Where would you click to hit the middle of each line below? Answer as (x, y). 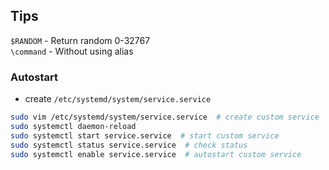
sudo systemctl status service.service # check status (129, 145)
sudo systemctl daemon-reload (73, 126)
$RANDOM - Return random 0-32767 (80, 40)
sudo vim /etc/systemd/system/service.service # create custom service (165, 117)
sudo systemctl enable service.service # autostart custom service (156, 154)
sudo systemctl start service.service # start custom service (145, 135)
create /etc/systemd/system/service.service (118, 99)
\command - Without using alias (72, 51)
